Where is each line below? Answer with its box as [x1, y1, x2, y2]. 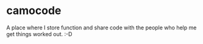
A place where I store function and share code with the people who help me [6, 24, 197, 31]
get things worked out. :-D [6, 30, 73, 37]
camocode [6, 4, 62, 18]
